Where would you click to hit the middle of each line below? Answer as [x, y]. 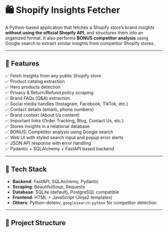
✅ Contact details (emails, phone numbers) [49, 109]
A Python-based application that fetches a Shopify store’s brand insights [80, 27]
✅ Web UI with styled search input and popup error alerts [64, 137]
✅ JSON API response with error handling [48, 143]
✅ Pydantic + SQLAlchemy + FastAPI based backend [59, 149]
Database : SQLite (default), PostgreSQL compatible [65, 192]
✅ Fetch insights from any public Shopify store [53, 75]
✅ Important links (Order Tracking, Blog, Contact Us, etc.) [64, 120]
